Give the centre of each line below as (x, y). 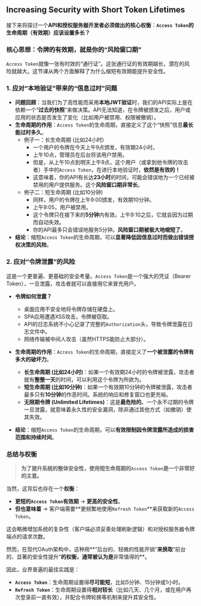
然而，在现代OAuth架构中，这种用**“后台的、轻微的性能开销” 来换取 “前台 (96, 549)
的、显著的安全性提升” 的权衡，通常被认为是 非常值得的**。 (78, 557)
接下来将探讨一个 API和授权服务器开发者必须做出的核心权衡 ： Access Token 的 (100, 25)
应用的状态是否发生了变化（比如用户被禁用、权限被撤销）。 (87, 117)
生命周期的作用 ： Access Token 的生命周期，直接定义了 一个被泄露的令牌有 (104, 352)
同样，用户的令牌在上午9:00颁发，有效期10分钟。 (94, 200)
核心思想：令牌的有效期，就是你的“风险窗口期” (74, 49)
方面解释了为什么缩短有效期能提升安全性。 (116, 71)
